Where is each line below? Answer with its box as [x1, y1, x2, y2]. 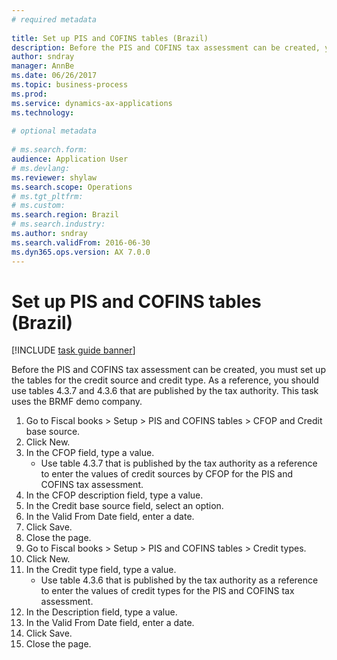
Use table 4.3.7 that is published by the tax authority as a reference [40, 457, 318, 470]
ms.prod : [11, 89, 48, 99]
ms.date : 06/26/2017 [11, 71, 98, 81]
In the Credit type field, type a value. [25, 564, 177, 576]
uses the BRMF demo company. [11, 396, 143, 408]
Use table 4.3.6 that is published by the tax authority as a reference [40, 574, 319, 586]
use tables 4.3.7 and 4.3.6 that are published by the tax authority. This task [11, 385, 319, 397]
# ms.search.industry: [11, 219, 106, 230]
